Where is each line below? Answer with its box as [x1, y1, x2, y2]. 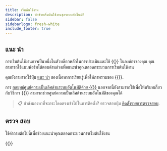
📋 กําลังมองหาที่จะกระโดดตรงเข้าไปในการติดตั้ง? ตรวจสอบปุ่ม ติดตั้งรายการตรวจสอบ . [17, 100, 160, 106]
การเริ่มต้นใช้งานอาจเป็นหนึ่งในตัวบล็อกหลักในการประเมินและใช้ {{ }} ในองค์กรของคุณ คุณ [5, 58, 155, 64]
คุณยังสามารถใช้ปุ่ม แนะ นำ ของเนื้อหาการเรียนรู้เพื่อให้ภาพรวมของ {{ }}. [5, 74, 124, 80]
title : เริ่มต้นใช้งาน [5, 7, 39, 13]
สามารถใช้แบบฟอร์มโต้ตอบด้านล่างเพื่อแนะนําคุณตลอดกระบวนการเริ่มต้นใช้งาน [5, 64, 134, 70]
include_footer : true [5, 26, 51, 31]
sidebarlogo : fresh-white [5, 21, 60, 27]
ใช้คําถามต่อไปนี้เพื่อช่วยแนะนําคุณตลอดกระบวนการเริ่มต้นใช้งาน [5, 130, 110, 136]
